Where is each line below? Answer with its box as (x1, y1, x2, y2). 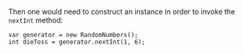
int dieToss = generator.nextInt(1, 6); (8, 38, 146, 46)
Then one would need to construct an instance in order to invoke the (8, 7, 236, 16)
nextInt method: (8, 15, 64, 25)
